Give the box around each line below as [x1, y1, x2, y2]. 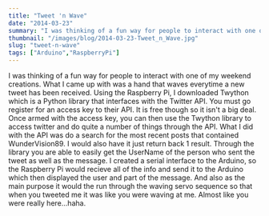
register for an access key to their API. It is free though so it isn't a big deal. [8, 105, 257, 114]
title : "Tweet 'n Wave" [8, 11, 88, 20]
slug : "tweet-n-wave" [8, 42, 81, 50]
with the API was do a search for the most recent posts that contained [8, 130, 239, 140]
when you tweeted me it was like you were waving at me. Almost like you [8, 190, 249, 199]
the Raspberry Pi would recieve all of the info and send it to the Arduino [8, 165, 244, 174]
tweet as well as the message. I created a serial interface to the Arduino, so [8, 156, 257, 165]
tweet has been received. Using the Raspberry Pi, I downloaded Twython [8, 88, 250, 97]
